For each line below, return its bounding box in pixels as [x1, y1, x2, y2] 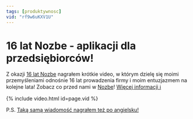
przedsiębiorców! [6, 51, 94, 65]
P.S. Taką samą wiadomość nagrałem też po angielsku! [6, 106, 139, 114]
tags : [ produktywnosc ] [6, 8, 62, 15]
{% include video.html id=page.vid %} [6, 95, 99, 102]
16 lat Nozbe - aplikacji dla [6, 39, 136, 52]
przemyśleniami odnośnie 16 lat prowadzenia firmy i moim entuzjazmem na [6, 77, 188, 84]
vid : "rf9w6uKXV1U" [6, 14, 54, 20]
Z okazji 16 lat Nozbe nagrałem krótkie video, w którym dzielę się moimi [6, 71, 179, 78]
